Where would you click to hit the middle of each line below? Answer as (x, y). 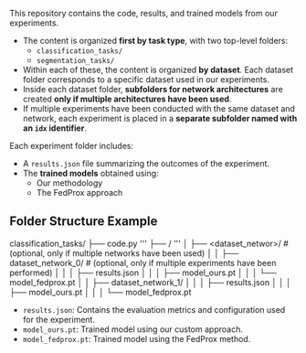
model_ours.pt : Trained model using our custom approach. (133, 329)
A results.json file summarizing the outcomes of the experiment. (146, 163)
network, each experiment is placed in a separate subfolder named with (160, 118)
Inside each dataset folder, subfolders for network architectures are (153, 89)
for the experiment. (59, 319)
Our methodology (69, 183)
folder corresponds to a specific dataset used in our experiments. (146, 80)
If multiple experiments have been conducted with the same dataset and (158, 108)
